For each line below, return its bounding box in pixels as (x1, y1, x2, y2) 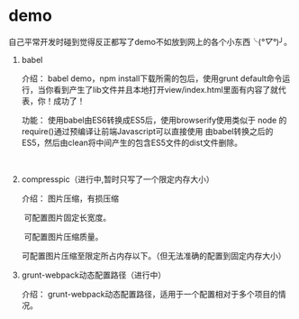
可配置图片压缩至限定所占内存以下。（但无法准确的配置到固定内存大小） (21, 250, 286, 261)
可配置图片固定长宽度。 (23, 212, 112, 223)
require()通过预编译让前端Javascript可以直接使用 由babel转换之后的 (21, 125, 274, 136)
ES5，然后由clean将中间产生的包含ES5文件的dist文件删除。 (21, 137, 242, 148)
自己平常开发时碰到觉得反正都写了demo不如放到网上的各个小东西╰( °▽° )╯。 (8, 36, 292, 47)
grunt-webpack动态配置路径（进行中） (21, 269, 167, 280)
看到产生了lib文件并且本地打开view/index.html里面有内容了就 (52, 84, 279, 95)
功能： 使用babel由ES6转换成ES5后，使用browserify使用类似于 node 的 (21, 114, 287, 125)
